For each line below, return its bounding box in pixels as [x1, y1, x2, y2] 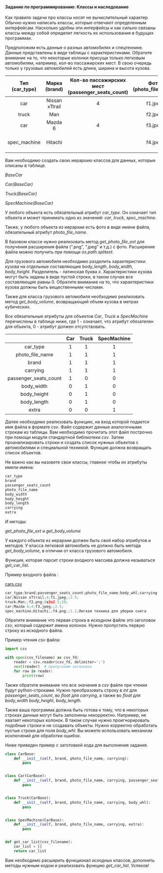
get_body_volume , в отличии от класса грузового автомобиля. [5, 548, 133, 554]
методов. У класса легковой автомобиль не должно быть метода [5, 543, 141, 548]
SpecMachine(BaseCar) [5, 200, 53, 206]
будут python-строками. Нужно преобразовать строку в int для [5, 687, 137, 693]
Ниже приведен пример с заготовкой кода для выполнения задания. [5, 742, 148, 748]
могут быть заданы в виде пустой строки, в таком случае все [5, 274, 133, 280]
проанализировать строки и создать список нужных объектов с [5, 440, 139, 445]
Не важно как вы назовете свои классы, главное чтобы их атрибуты [5, 459, 147, 465]
